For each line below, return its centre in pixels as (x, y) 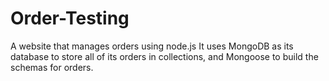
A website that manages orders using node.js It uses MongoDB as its (152, 46)
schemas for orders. (52, 67)
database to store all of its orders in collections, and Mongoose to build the (164, 56)
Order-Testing (70, 18)
